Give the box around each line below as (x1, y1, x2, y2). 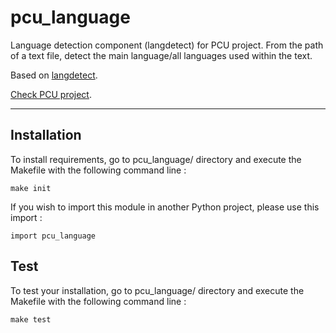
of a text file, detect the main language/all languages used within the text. (10, 49, 313, 61)
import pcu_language (10, 231, 97, 241)
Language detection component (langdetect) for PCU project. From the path (10, 39, 324, 51)
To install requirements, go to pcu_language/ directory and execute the (10, 153, 302, 165)
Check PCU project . (10, 88, 92, 100)
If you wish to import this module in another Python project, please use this (10, 201, 320, 213)
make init (10, 183, 52, 193)
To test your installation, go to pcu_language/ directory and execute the (10, 284, 305, 296)
